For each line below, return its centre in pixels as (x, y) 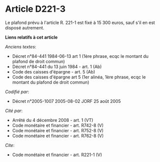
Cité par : (14, 111)
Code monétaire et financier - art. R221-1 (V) (57, 155)
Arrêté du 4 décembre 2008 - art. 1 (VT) (53, 120)
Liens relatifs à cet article (31, 37)
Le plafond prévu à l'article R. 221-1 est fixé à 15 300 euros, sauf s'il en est (80, 23)
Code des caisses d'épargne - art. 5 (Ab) (54, 71)
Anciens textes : (21, 46)
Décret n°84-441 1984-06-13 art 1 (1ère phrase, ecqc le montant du (80, 56)
